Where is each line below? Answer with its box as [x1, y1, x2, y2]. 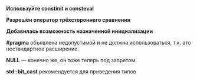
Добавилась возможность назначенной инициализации [6, 28, 153, 35]
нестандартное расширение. [6, 45, 80, 52]
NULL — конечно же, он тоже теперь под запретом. [6, 57, 137, 63]
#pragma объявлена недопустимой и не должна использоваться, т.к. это [6, 39, 191, 46]
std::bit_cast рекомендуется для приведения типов [6, 68, 137, 75]
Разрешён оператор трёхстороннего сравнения [6, 16, 131, 23]
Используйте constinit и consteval [6, 5, 94, 12]
